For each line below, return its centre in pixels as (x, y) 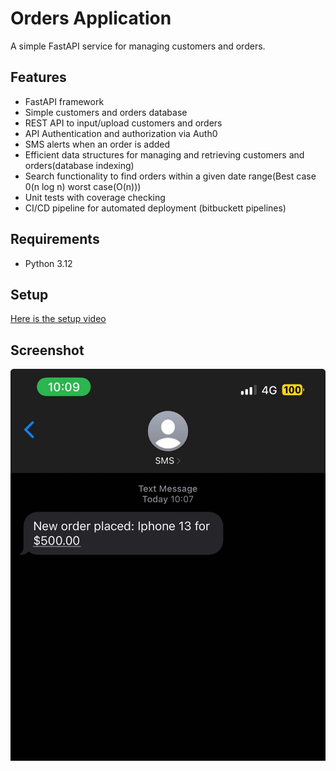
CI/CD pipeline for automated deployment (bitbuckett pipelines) (155, 208)
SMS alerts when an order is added (97, 144)
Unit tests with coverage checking (95, 197)
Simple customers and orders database (106, 112)
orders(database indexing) (79, 165)
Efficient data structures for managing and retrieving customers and (164, 154)
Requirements (55, 239)
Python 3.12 (48, 263)
